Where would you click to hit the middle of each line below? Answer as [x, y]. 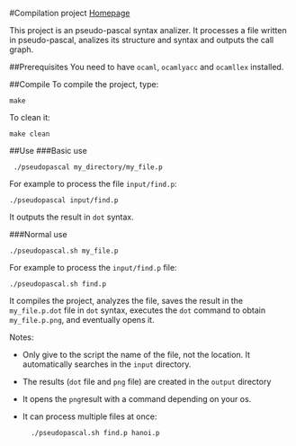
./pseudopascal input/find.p [64, 201]
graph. [22, 49]
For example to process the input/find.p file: [93, 268]
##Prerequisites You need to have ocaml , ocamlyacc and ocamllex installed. [147, 67]
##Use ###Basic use [48, 151]
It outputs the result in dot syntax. [72, 217]
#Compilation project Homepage [70, 13]
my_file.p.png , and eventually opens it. [82, 320]
